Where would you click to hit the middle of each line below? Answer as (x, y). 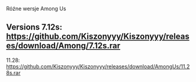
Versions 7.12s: (34, 27)
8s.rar (13, 72)
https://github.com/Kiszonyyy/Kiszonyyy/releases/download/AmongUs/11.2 (98, 66)
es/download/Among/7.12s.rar (63, 46)
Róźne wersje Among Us (36, 9)
